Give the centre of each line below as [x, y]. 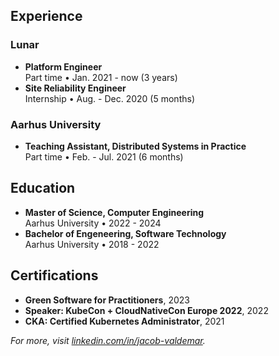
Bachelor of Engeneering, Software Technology [125, 233]
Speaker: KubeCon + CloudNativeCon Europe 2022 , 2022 [146, 310]
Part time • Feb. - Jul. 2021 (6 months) [104, 156]
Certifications [54, 275]
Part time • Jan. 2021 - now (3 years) [101, 77]
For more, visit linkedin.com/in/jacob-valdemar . [108, 340]
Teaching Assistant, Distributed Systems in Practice [135, 146]
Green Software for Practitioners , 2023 [107, 300]
